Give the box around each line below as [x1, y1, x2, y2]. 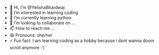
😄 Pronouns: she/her [9, 32, 52, 38]
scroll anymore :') [9, 45, 45, 50]
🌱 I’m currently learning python [9, 15, 72, 20]
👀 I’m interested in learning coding [9, 10, 79, 15]
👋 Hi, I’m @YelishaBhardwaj [9, 5, 65, 10]
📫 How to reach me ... [9, 26, 55, 31]
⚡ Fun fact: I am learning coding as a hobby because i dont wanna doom [9, 38, 155, 43]
